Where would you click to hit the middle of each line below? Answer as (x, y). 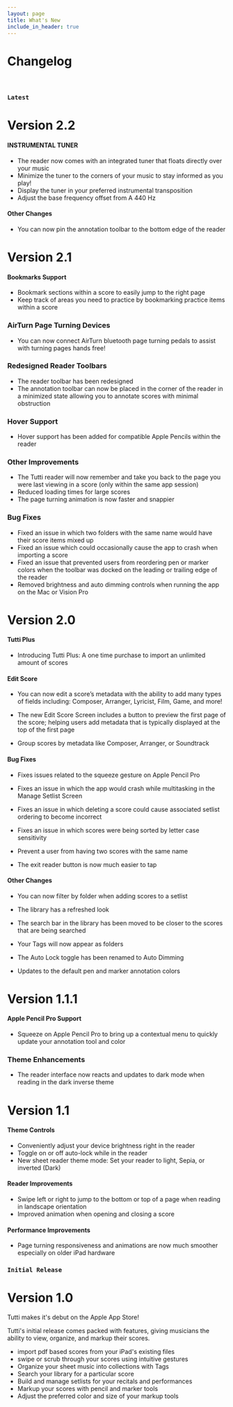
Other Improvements (43, 462)
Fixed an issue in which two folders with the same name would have (115, 532)
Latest (18, 98)
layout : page (26, 14)
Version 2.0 (41, 620)
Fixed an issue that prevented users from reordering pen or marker (113, 562)
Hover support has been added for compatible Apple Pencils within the (119, 437)
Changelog (40, 61)
